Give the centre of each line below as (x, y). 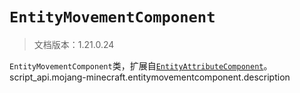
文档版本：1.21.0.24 (74, 44)
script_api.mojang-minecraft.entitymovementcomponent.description (150, 77)
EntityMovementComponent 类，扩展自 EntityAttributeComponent (136, 65)
